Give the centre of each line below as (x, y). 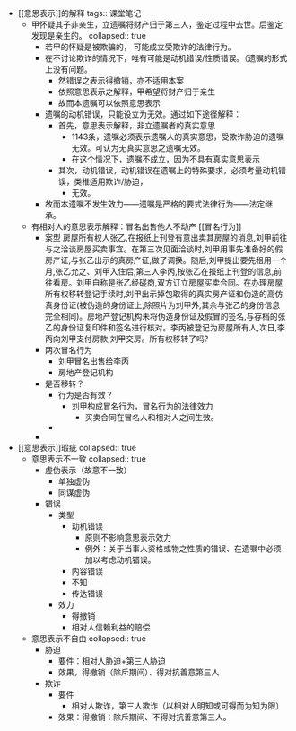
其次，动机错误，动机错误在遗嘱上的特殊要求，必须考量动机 (168, 170)
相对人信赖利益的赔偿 (111, 627)
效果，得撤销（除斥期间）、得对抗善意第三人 (139, 672)
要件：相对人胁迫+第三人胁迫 (112, 661)
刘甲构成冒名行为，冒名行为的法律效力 (142, 406)
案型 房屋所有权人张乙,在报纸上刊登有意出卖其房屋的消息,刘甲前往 (166, 238)
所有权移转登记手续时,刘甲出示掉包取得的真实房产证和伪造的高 (160, 294)
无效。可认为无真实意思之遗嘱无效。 (138, 148)
